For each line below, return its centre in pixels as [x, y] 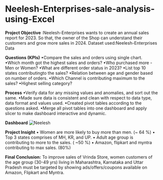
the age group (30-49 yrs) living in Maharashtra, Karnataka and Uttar [74, 162]
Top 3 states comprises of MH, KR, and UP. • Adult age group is [69, 137]
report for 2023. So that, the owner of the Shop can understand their [74, 38]
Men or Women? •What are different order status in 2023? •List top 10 [75, 68]
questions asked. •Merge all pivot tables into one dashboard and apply [76, 108]
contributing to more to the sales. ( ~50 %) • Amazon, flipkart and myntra [79, 142]
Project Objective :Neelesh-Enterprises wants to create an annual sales [77, 33]
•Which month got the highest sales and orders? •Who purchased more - [79, 63]
